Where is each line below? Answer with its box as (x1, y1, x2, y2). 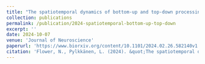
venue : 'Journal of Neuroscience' (6, 37, 95, 43)
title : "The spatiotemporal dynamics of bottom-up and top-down (6, 9, 173, 15)
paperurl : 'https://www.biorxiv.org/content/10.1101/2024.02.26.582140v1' (6, 43, 201, 49)
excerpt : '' (6, 26, 37, 32)
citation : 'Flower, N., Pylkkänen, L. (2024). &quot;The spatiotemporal (6, 49, 195, 55)
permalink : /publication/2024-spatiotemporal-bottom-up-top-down (6, 20, 176, 26)
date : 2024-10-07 (6, 32, 51, 38)
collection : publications (6, 15, 72, 21)
